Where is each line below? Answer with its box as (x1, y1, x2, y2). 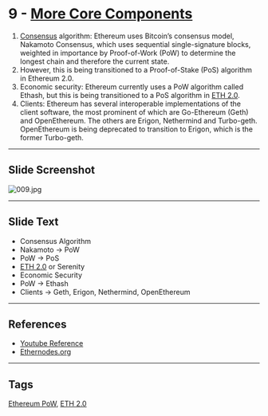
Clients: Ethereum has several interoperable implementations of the (19, 99, 242, 108)
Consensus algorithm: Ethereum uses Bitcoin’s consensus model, (19, 31, 235, 41)
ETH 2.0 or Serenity (19, 261, 85, 271)
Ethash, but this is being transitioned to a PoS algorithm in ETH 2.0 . (19, 90, 241, 100)
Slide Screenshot (8, 163, 96, 177)
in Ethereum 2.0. (19, 73, 74, 83)
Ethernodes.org (19, 347, 72, 357)
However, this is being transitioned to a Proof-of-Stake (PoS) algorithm (19, 65, 253, 74)
